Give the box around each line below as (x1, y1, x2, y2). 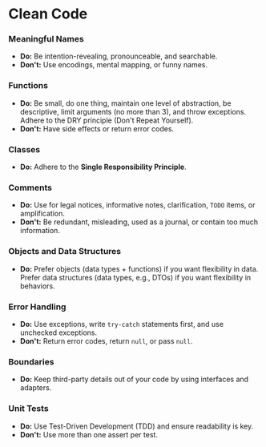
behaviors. (19, 281, 55, 291)
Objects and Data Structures (8, 246, 122, 257)
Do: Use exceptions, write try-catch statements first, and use (19, 319, 224, 328)
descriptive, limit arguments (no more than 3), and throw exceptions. (19, 107, 247, 116)
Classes (8, 143, 41, 155)
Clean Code (8, 5, 88, 23)
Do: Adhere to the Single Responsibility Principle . (19, 162, 187, 172)
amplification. (19, 209, 66, 219)
